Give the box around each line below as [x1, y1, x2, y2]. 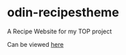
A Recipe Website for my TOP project [7, 27, 112, 35]
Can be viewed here [7, 40, 64, 48]
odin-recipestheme [7, 5, 120, 20]
